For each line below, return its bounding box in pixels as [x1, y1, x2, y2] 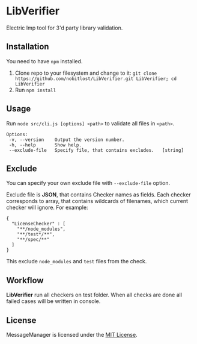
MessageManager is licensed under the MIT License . [6, 331, 138, 338]
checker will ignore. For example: [6, 204, 88, 211]
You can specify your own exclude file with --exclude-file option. [6, 180, 171, 187]
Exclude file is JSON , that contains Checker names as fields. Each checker [6, 191, 191, 198]
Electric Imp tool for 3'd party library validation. [6, 24, 123, 31]
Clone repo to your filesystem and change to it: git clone [14, 69, 157, 77]
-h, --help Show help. [8, 142, 82, 148]
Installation [6, 42, 49, 52]
